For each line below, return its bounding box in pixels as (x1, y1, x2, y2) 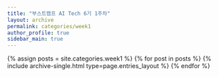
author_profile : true (7, 29, 70, 36)
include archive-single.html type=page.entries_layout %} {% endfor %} (7, 62, 210, 70)
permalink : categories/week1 (7, 23, 91, 30)
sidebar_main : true (7, 36, 64, 43)
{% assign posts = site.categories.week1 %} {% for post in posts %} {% (7, 54, 212, 63)
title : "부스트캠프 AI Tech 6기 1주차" (7, 10, 111, 17)
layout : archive (7, 16, 54, 23)
